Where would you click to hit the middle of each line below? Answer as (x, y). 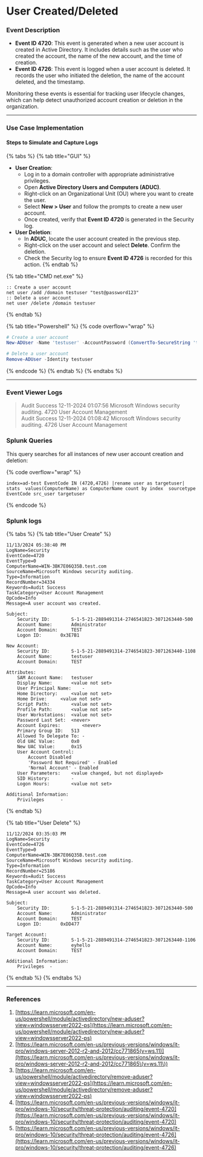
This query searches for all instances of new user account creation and (95, 454)
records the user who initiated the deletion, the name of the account (100, 75)
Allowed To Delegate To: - (51, 736)
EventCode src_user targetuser (46, 494)
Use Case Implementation (45, 128)
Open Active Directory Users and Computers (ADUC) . (92, 187)
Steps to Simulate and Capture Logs (52, 143)
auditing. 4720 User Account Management (74, 412)
